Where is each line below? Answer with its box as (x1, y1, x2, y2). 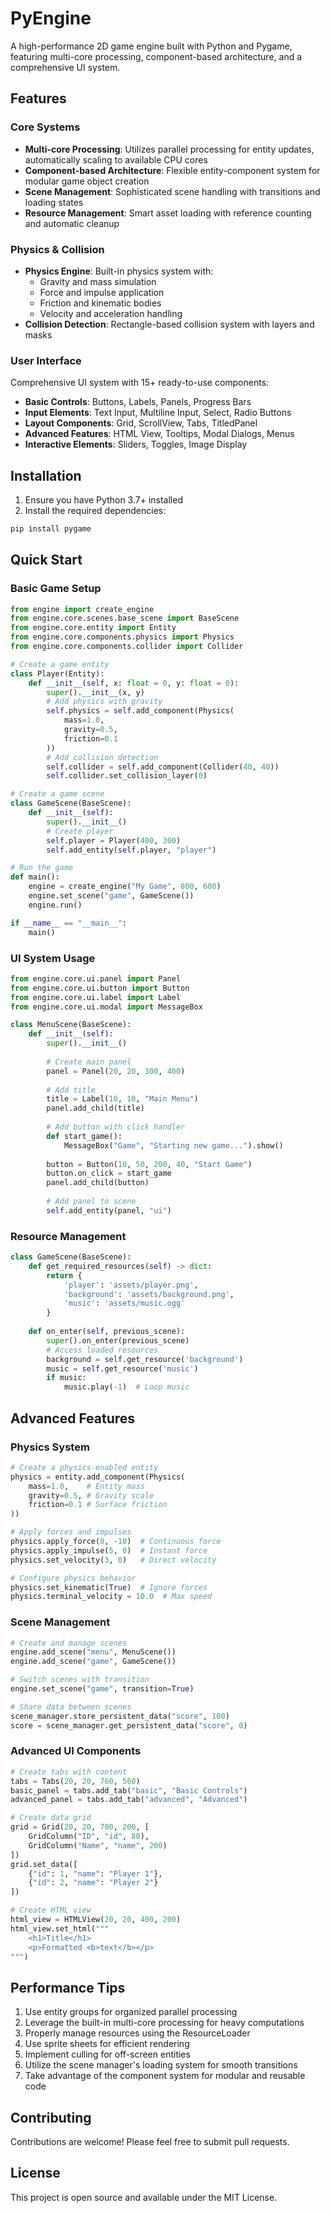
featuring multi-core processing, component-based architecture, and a (10, 50, 303, 62)
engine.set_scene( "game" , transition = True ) (10, 1684, 195, 1694)
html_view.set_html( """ (10, 1923, 110, 1934)
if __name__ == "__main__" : (10, 918, 128, 928)
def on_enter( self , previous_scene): (28, 1327, 186, 1337)
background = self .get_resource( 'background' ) (46, 1354, 244, 1364)
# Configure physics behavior (10, 1573, 137, 1583)
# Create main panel (46, 1057, 132, 1067)
